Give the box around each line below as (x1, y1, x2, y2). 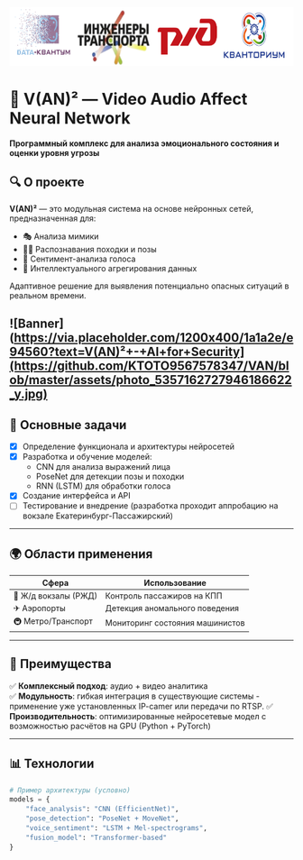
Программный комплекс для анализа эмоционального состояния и (9, 138, 280, 149)
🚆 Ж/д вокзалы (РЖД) (13, 590, 98, 601)
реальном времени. (9, 289, 87, 300)
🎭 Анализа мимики (22, 231, 99, 242)
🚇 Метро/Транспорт (13, 616, 93, 627)
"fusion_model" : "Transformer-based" (25, 833, 168, 842)
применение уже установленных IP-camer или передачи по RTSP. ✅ (9, 700, 273, 711)
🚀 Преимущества (9, 656, 112, 672)
